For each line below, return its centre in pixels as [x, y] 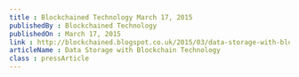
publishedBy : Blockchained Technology [83, 26]
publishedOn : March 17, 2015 [65, 34]
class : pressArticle [49, 58]
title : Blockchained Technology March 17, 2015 [101, 17]
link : [21, 42]
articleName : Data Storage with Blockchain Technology [115, 50]
